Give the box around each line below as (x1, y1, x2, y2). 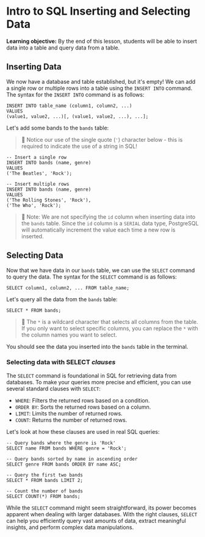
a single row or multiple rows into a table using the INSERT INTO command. (6, 84, 193, 92)
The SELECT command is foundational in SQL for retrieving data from (6, 371, 177, 379)
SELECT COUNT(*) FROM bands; (6, 493, 81, 499)
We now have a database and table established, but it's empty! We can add (6, 78, 196, 85)
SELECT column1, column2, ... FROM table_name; (6, 285, 130, 291)
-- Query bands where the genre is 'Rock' (6, 440, 116, 446)
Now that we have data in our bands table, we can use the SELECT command (6, 266, 195, 274)
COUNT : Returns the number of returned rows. (15, 416, 128, 423)
